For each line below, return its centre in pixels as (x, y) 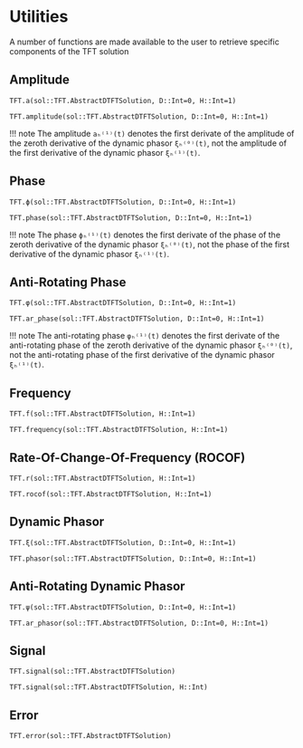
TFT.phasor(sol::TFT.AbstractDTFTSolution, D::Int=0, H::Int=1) (133, 559)
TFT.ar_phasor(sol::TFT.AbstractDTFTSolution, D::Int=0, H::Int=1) (139, 623)
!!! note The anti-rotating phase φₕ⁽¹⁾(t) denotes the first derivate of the (145, 336)
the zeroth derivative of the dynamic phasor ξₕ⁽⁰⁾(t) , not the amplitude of (148, 143)
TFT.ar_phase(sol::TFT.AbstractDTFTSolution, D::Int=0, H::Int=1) (137, 319)
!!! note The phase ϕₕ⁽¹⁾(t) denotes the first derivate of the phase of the (145, 235)
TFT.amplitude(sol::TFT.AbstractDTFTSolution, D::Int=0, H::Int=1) (139, 116)
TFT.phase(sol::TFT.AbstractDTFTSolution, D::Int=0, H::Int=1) (131, 218)
